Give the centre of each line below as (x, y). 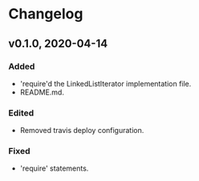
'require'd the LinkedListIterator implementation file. (106, 83)
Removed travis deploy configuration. (82, 131)
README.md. (42, 92)
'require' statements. (54, 168)
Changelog (46, 14)
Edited (21, 113)
